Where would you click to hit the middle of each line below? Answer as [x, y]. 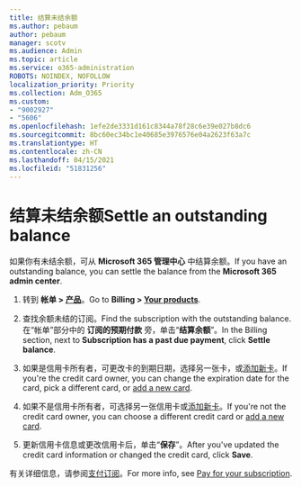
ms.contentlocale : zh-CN [56, 151]
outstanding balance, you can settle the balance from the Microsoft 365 [143, 272]
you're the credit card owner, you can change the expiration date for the [155, 378]
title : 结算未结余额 [44, 18]
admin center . [36, 281]
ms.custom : [30, 101]
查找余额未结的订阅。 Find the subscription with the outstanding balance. [157, 319]
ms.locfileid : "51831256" [58, 168]
